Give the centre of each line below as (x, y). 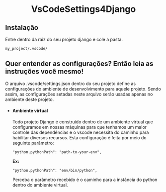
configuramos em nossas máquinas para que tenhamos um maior (80, 127)
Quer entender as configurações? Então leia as (79, 64)
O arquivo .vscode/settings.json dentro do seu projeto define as (70, 84)
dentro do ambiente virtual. (40, 185)
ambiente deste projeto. (30, 99)
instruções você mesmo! (44, 71)
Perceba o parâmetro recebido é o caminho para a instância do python (85, 180)
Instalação (22, 28)
